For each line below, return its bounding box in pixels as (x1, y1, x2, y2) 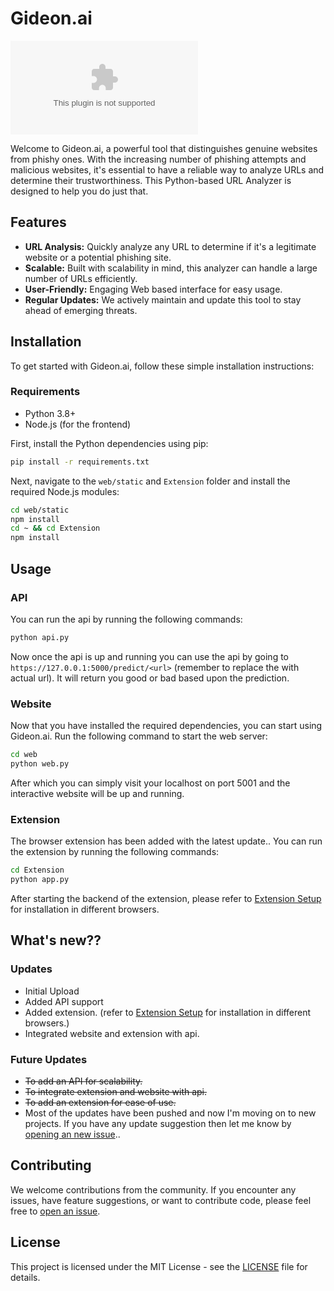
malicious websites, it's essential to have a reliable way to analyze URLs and (10, 163, 325, 176)
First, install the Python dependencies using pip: (10, 437, 209, 449)
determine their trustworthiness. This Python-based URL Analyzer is (10, 174, 292, 186)
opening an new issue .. (24, 1128, 121, 1140)
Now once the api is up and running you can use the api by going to (10, 650, 289, 662)
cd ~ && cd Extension (10, 523, 101, 534)
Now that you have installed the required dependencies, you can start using (10, 720, 323, 732)
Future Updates (10, 1052, 88, 1066)
